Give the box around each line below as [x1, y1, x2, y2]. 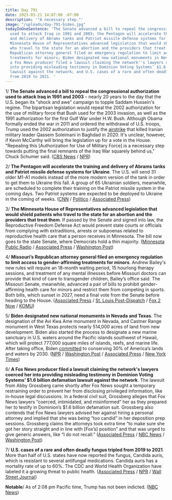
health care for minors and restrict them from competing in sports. [25, 286, 165, 292]
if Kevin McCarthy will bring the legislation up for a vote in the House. [5, 137, 152, 143]
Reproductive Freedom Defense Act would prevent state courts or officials [5, 222, 162, 228]
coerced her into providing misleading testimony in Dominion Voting [5, 372, 154, 378]
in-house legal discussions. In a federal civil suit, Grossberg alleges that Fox [5, 393, 165, 399]
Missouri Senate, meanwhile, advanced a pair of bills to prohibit [5, 281, 140, 287]
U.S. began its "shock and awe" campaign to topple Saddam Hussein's [5, 99, 155, 105]
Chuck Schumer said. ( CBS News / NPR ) [5, 153, 91, 159]
